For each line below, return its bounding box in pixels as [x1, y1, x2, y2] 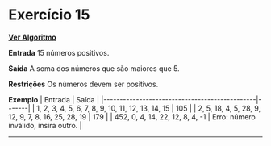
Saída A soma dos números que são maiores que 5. [8, 63, 180, 73]
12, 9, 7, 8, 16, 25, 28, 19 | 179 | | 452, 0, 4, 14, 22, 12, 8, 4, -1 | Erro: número [8, 111, 256, 122]
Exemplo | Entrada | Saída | [8, 94, 99, 104]
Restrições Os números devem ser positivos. [8, 79, 159, 89]
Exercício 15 [8, 6, 90, 24]
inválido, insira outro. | [8, 120, 82, 130]
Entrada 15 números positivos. [8, 48, 110, 57]
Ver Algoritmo [8, 32, 56, 42]
